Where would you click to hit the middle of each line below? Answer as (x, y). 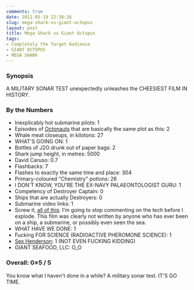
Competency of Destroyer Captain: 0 (59, 191)
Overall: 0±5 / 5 (29, 263)
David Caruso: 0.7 (36, 160)
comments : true (25, 11)
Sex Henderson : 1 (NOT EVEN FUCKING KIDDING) (75, 241)
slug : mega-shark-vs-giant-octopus (50, 22)
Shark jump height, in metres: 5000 (57, 154)
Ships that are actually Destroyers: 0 (58, 198)
